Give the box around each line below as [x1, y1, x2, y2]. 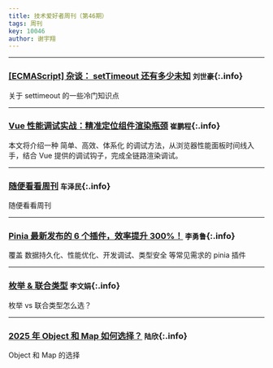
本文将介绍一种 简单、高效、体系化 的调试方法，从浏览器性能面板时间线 [8, 140, 248, 150]
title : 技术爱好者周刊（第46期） [8, 11, 108, 20]
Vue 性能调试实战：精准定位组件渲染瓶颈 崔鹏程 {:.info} [8, 120, 221, 132]
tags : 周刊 [8, 19, 43, 28]
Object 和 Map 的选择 [8, 350, 80, 360]
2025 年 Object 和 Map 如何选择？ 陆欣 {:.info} [8, 330, 188, 341]
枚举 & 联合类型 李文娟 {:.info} [8, 280, 120, 292]
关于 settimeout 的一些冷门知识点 [8, 90, 119, 100]
